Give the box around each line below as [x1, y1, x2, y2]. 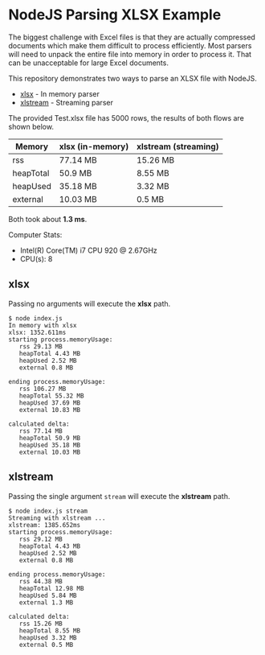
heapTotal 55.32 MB [18, 392, 84, 400]
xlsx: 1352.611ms [8, 328, 67, 336]
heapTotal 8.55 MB [18, 626, 81, 635]
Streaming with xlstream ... [8, 513, 106, 522]
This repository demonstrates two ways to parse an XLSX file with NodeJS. [8, 73, 257, 83]
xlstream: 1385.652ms [8, 521, 81, 529]
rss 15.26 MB [18, 620, 63, 628]
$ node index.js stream [8, 507, 88, 515]
